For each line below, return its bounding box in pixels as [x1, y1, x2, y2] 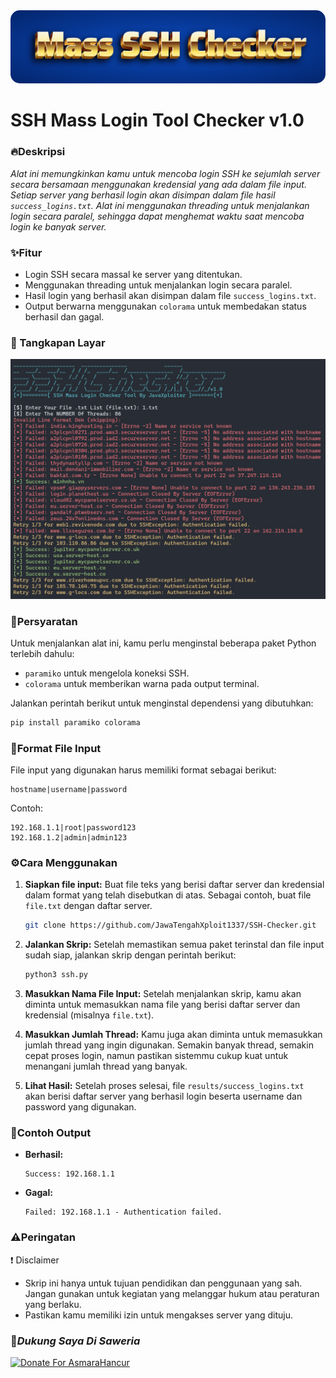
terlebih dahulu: [10, 647, 75, 659]
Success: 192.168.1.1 [24, 1169, 115, 1179]
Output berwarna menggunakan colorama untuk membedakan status [24, 300, 307, 312]
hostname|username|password [10, 785, 128, 795]
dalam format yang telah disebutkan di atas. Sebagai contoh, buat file [24, 889, 312, 901]
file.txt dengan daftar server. [24, 900, 153, 912]
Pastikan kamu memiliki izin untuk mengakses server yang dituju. [24, 1309, 294, 1321]
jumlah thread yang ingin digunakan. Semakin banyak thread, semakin [24, 1039, 314, 1051]
